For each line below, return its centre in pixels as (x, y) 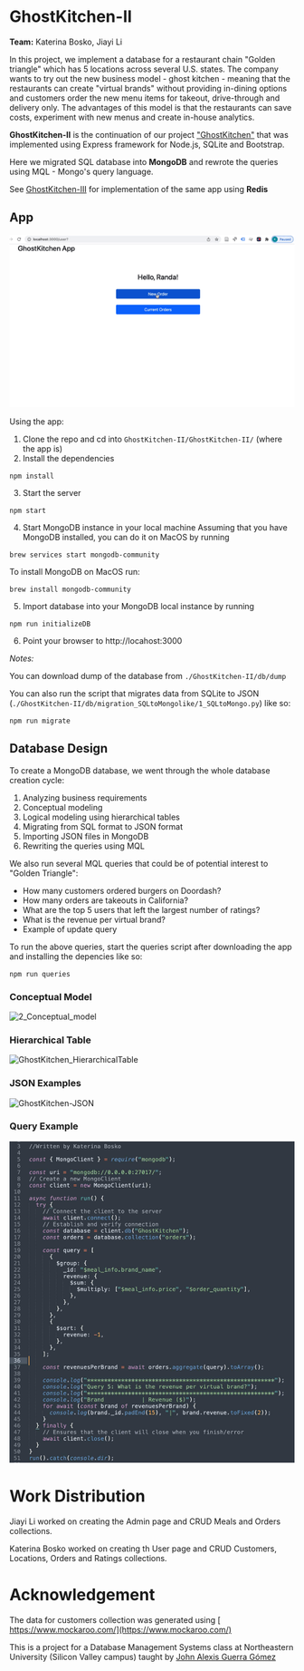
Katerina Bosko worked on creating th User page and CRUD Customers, (143, 1549)
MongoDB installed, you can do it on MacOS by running (126, 537)
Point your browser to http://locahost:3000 (102, 640)
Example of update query (70, 929)
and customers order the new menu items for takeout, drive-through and (145, 98)
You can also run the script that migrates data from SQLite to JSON (134, 693)
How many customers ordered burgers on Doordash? (122, 890)
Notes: (22, 658)
